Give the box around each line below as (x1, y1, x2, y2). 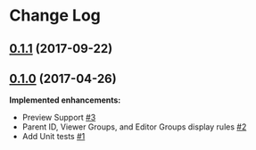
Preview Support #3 (21, 112, 96, 123)
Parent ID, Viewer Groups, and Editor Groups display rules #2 (21, 121, 247, 132)
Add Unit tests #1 (21, 131, 86, 142)
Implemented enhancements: (9, 95, 121, 105)
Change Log (9, 5, 101, 26)
